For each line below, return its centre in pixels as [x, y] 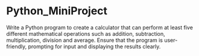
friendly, [17, 46]
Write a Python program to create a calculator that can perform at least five [99, 27]
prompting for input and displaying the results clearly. [94, 46]
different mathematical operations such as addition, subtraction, [86, 33]
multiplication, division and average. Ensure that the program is [84, 40]
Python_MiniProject [57, 11]
